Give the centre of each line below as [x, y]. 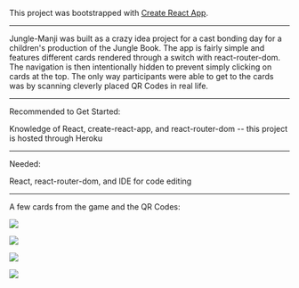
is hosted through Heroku [56, 138]
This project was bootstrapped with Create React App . [109, 13]
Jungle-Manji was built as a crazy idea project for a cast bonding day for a [145, 38]
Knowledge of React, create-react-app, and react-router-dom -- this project [149, 129]
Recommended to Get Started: [65, 111]
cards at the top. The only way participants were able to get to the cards [141, 76]
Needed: [25, 164]
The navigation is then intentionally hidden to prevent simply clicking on [141, 67]
